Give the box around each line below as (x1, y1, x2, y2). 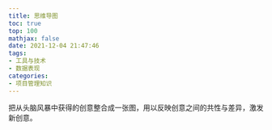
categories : (8, 72, 49, 80)
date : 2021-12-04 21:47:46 (8, 42, 100, 50)
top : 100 (8, 27, 38, 35)
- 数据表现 (8, 65, 40, 73)
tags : (8, 49, 27, 57)
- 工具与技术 (8, 57, 46, 65)
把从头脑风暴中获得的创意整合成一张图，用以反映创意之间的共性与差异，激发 (8, 103, 264, 112)
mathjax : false (8, 34, 60, 43)
